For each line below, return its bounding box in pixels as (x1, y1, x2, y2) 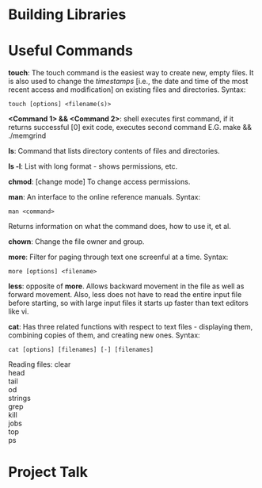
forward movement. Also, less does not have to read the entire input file (8, 290, 242, 299)
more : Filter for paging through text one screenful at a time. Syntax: (8, 252, 229, 262)
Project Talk (8, 463, 89, 481)
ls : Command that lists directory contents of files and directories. (8, 147, 220, 156)
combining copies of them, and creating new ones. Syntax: (8, 330, 200, 340)
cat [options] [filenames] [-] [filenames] (8, 346, 154, 354)
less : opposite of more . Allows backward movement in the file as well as (8, 281, 245, 291)
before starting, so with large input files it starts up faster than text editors (8, 299, 249, 308)
